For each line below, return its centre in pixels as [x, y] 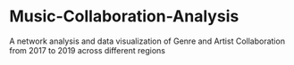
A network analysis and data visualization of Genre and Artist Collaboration [147, 41]
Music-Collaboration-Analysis [124, 16]
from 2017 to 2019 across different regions [87, 50]
